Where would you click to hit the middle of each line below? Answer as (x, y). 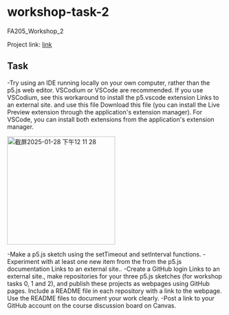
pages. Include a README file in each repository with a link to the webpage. (115, 291)
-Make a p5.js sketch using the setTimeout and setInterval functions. (104, 254)
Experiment (23, 261)
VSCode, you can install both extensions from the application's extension (111, 119)
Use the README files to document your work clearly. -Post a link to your (111, 298)
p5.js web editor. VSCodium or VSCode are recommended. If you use (105, 90)
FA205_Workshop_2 (35, 31)
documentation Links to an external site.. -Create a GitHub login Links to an (113, 269)
